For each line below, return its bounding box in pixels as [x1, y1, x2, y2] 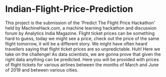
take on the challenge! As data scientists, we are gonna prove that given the [5, 51, 161, 57]
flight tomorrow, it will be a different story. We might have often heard [5, 40, 148, 46]
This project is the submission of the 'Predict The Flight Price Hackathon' [5, 20, 156, 26]
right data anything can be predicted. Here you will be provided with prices [5, 56, 159, 62]
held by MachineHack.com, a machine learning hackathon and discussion [5, 25, 157, 31]
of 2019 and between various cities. [5, 67, 79, 73]
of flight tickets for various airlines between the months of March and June [5, 62, 159, 68]
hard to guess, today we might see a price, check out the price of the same [5, 36, 160, 41]
